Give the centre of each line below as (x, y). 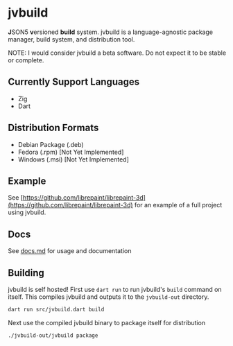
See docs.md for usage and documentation (70, 251)
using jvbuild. (27, 212)
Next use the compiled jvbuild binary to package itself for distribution (107, 322)
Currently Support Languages (74, 82)
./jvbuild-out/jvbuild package (53, 335)
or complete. (26, 60)
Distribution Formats (53, 128)
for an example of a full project (179, 205)
